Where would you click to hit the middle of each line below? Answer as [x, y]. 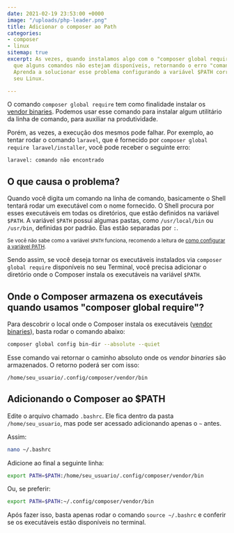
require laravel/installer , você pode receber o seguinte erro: [99, 148]
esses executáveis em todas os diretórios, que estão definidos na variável [113, 213]
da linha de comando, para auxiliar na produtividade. [83, 119]
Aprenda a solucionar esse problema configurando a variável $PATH [114, 72]
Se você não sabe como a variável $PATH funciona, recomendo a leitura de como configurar [116, 241]
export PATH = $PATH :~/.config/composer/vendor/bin [81, 502]
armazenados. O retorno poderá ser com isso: [73, 365]
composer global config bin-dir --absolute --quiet [84, 344]
